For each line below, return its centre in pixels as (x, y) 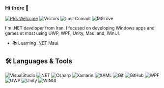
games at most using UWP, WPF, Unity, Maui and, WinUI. (63, 33)
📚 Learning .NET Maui (35, 43)
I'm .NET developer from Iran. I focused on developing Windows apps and (80, 28)
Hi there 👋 (17, 8)
